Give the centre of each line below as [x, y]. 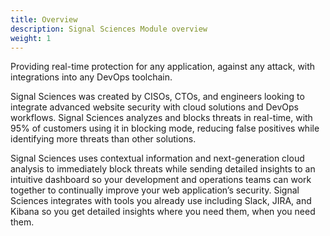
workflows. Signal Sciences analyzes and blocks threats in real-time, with [161, 118]
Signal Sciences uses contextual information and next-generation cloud [157, 158]
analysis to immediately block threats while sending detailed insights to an [163, 169]
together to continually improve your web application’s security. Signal [155, 190]
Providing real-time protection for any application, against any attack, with [163, 67]
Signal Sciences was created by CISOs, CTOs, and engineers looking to [157, 97]
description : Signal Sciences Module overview [109, 29]
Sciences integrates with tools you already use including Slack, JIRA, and [161, 201]
